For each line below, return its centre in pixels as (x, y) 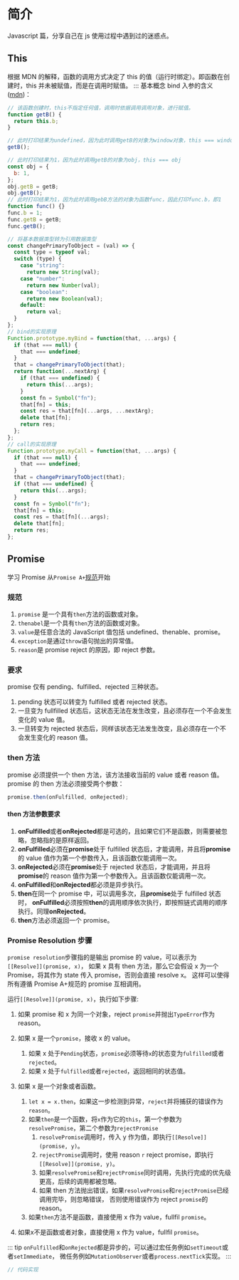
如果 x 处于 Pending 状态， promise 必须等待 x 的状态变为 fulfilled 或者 (126, 1053)
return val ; (44, 312)
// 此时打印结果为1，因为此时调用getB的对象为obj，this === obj (94, 160)
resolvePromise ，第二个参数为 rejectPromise (93, 1128)
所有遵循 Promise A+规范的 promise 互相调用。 (76, 984)
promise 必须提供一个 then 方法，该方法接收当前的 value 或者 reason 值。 (115, 775)
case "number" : (43, 278)
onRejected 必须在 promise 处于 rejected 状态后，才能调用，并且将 (114, 866)
